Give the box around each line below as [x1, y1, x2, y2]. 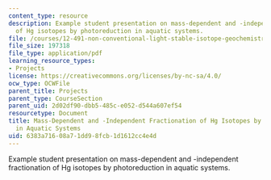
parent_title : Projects [8, 86, 89, 95]
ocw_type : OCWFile [8, 79, 70, 87]
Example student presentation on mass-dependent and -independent [8, 154, 239, 164]
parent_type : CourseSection [8, 94, 103, 103]
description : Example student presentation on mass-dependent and [8, 19, 236, 27]
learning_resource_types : [8, 57, 95, 65]
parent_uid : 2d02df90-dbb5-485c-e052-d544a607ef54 [8, 102, 182, 110]
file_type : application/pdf [8, 49, 103, 57]
